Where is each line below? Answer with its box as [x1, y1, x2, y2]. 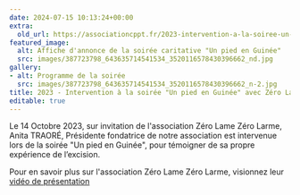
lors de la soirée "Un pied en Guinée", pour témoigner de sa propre [9, 140, 255, 150]
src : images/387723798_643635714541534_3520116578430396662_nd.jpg [17, 55, 274, 64]
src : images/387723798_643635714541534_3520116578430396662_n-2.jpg [17, 80, 278, 89]
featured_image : [9, 38, 70, 47]
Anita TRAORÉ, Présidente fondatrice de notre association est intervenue [9, 131, 278, 141]
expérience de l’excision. [9, 149, 101, 160]
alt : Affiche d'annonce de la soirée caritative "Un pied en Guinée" [17, 47, 281, 55]
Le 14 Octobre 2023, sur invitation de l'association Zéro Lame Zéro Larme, [9, 121, 283, 131]
